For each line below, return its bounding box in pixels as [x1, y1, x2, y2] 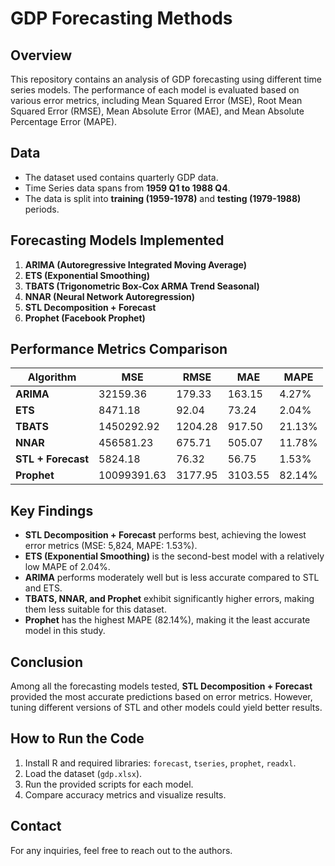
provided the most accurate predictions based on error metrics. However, [10, 691, 313, 703]
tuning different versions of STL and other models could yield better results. [10, 702, 323, 714]
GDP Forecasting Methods [10, 7, 233, 30]
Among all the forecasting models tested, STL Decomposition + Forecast [10, 680, 313, 692]
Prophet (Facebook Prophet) [24, 312, 146, 324]
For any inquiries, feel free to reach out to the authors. [10, 844, 233, 856]
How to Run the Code [10, 730, 145, 747]
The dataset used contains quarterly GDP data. [24, 171, 219, 183]
